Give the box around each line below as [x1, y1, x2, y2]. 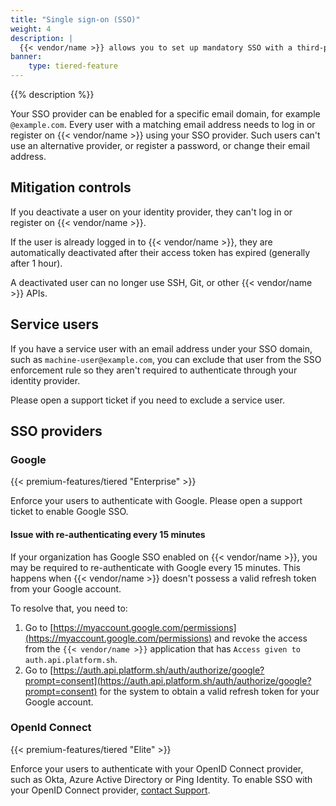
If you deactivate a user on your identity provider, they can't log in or [10, 206, 293, 218]
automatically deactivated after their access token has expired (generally [10, 246, 311, 258]
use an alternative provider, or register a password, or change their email [10, 140, 310, 151]
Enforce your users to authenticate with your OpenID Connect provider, [10, 762, 304, 775]
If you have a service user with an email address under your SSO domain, [10, 342, 313, 355]
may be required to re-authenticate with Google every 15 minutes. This [10, 561, 302, 573]
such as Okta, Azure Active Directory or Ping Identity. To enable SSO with [10, 773, 313, 785]
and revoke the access [214, 632, 308, 644]
